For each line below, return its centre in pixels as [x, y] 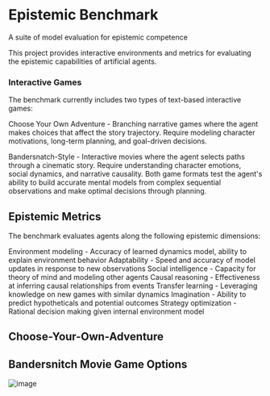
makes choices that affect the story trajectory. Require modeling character [132, 133]
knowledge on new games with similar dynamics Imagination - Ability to [127, 294]
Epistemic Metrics [55, 217]
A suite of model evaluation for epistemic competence [98, 37]
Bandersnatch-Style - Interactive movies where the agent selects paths [127, 157]
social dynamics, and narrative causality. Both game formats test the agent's [135, 174]
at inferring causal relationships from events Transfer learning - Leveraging [133, 286]
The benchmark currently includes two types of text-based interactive [125, 100]
